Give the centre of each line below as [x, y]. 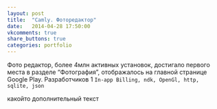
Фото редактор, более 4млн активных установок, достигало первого [109, 65]
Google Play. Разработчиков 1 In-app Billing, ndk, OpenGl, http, [103, 79]
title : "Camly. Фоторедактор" [52, 20]
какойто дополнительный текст [53, 99]
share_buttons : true [37, 39]
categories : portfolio [39, 45]
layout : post [26, 13]
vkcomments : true [32, 33]
